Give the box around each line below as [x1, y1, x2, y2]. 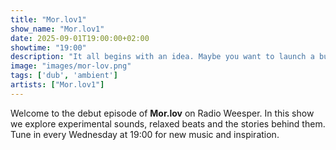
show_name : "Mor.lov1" [10, 24, 105, 34]
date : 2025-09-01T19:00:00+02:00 [10, 33, 150, 43]
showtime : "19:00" [10, 42, 87, 53]
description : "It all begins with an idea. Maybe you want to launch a [10, 52, 315, 62]
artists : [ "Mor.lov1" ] [10, 80, 105, 90]
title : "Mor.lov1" [10, 14, 87, 25]
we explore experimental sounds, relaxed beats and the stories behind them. [10, 117, 326, 130]
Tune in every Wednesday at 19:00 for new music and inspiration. [10, 128, 280, 140]
